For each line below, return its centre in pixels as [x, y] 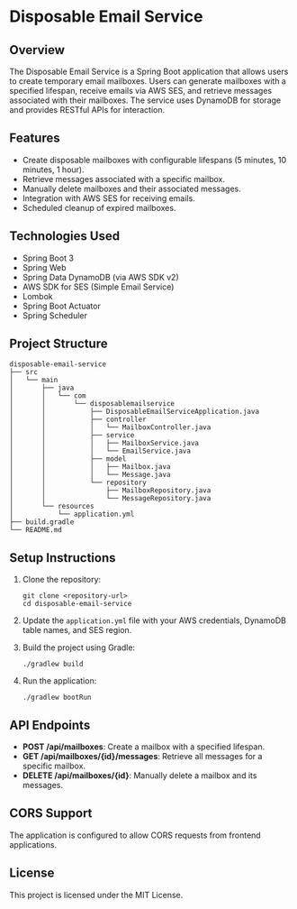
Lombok [38, 296]
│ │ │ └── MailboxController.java [110, 427]
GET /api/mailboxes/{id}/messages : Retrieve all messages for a [142, 757]
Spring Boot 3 [48, 258]
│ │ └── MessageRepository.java [110, 499]
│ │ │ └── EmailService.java [100, 451]
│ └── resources [52, 507]
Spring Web [44, 267]
